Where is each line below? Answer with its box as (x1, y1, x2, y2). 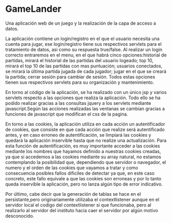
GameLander (5, 3, 61, 15)
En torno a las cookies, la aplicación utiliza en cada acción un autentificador (5, 121, 165, 127)
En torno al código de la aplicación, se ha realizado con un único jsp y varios (5, 89, 167, 95)
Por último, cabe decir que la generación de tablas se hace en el (5, 191, 141, 197)
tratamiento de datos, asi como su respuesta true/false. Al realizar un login (5, 46, 163, 52)
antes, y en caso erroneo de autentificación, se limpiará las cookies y (5, 132, 152, 138)
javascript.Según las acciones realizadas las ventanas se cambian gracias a (5, 105, 165, 112)
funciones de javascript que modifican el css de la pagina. (5, 111, 128, 117)
